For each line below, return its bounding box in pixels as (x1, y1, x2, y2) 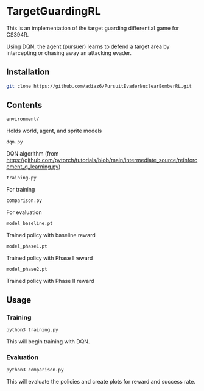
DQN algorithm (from (6, 150, 59, 157)
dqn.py (6, 139, 23, 145)
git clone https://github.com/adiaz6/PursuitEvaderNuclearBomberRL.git (6, 83, 192, 89)
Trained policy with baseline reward (6, 231, 96, 239)
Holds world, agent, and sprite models (6, 127, 102, 135)
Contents (6, 100, 43, 110)
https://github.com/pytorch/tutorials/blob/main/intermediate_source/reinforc (6, 157, 198, 164)
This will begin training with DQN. (6, 338, 90, 345)
